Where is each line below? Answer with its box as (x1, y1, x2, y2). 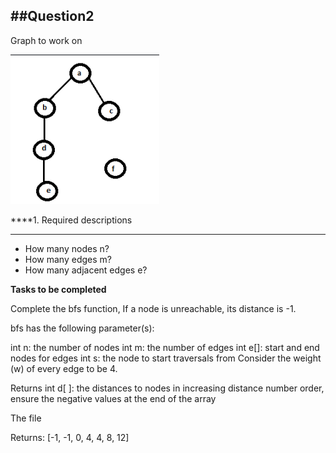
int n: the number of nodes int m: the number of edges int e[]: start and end (10, 341, 320, 353)
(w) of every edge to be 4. (10, 362, 118, 374)
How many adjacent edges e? (24, 264, 148, 276)
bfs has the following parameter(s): (10, 322, 155, 334)
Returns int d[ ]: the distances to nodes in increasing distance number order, (10, 382, 325, 394)
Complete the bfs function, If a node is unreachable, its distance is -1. (10, 302, 297, 314)
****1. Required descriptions (10, 214, 133, 226)
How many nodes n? (24, 242, 110, 254)
